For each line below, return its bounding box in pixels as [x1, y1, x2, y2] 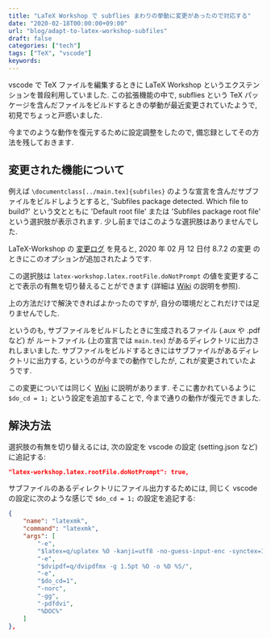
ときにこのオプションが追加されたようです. [8, 253, 152, 263]
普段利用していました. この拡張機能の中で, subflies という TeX [35, 90, 244, 99]
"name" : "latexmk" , [23, 517, 89, 525]
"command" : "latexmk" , [23, 525, 99, 533]
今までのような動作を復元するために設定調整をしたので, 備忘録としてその [8, 127, 252, 137]
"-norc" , [37, 585, 67, 593]
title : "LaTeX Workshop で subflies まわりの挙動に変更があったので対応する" [8, 11, 252, 20]
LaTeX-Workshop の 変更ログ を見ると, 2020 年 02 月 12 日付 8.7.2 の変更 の [8, 244, 261, 253]
